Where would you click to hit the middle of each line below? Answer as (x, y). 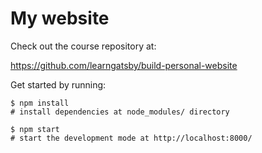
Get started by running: (58, 84)
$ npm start (35, 129)
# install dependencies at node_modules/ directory (120, 112)
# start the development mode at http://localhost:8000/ (131, 138)
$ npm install (40, 103)
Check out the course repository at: (83, 46)
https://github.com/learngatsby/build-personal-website (124, 65)
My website (60, 18)
